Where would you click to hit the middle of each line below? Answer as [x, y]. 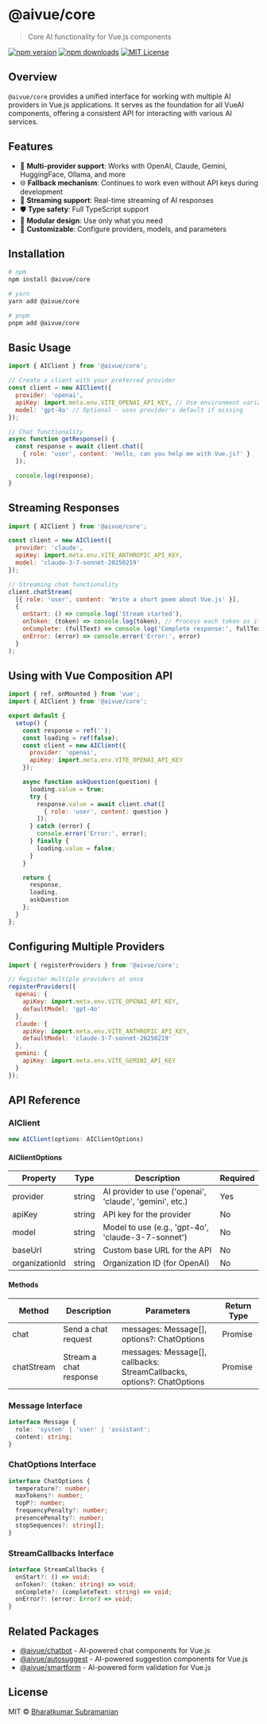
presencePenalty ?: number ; [60, 1518]
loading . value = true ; [67, 789]
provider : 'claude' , [49, 548]
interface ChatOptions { [49, 1481]
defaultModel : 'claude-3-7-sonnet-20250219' [97, 1039]
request [77, 1339]
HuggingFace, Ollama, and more [72, 174]
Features [31, 147]
